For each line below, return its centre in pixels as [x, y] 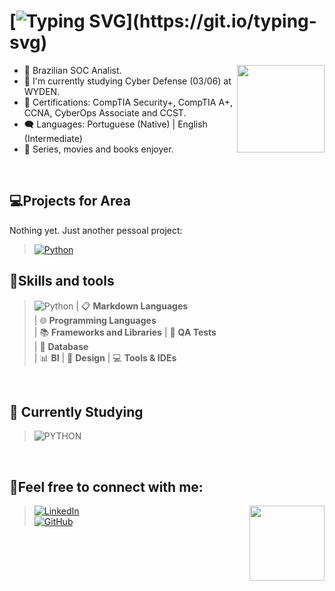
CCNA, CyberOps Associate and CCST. [105, 112]
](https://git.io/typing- [221, 21]
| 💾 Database [61, 346]
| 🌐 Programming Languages [95, 320]
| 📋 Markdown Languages [132, 306]
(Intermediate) [53, 138]
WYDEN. [42, 91]
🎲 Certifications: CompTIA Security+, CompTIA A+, [128, 102]
